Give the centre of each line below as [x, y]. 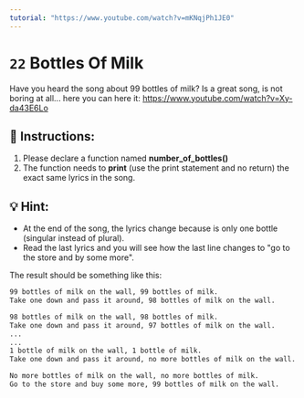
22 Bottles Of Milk [77, 63]
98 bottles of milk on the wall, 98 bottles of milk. [114, 317]
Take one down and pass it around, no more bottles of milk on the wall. [153, 360]
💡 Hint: [29, 206]
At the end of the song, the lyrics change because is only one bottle [150, 228]
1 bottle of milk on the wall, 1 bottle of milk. [106, 351]
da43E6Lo [29, 108]
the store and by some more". [79, 257]
